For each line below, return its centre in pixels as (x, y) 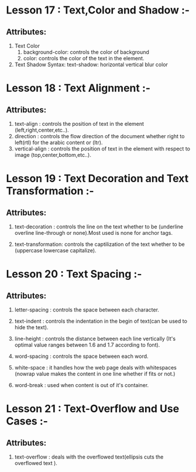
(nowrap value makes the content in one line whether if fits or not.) (95, 374)
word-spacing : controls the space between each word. (81, 356)
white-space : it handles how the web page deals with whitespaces (96, 367)
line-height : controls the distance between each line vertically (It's (95, 338)
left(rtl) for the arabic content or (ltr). (59, 142)
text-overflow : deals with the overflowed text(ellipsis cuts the (89, 457)
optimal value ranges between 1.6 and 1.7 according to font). (87, 345)
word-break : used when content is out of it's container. (82, 385)
